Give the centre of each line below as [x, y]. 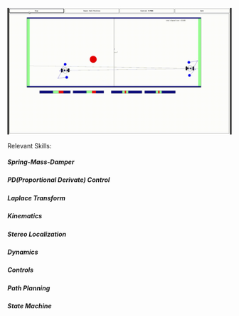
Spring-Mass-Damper [41, 162]
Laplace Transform [36, 198]
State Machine [30, 306]
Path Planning [29, 288]
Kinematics [25, 216]
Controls [21, 270]
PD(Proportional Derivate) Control [59, 180]
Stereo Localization [37, 234]
